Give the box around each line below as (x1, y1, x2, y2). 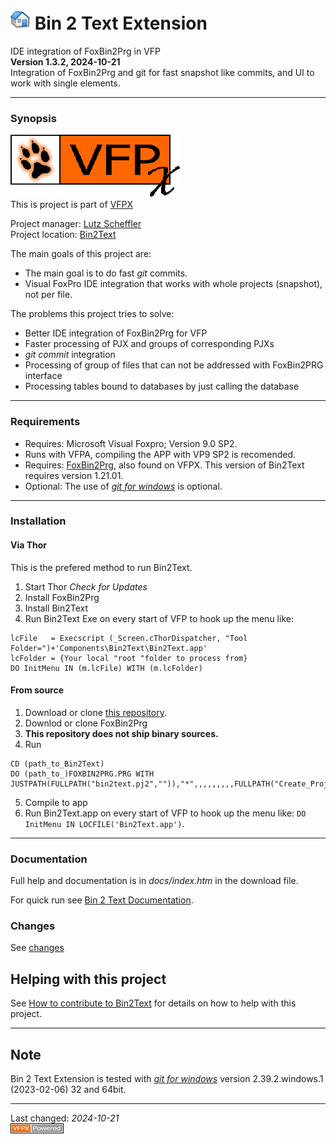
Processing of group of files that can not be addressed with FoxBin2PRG (24, 359, 324, 371)
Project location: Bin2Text (10, 229, 117, 241)
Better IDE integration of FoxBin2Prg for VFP (24, 327, 208, 339)
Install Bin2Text (24, 602, 89, 614)
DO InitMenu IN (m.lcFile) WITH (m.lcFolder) (10, 663, 203, 673)
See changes (10, 942, 65, 954)
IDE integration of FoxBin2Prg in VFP (10, 45, 162, 57)
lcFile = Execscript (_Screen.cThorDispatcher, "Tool (10, 633, 248, 643)
